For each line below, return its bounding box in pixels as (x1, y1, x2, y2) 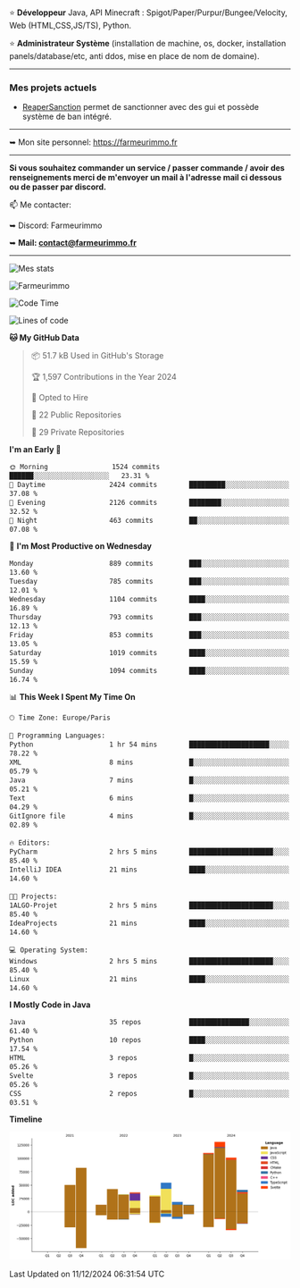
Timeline (9, 1114, 43, 1124)
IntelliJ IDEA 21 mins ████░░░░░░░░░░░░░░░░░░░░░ (9, 865, 290, 874)
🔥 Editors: (9, 838, 51, 847)
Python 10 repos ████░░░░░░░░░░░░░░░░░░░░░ (9, 1036, 290, 1045)
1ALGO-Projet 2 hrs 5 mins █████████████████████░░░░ (9, 901, 290, 910)
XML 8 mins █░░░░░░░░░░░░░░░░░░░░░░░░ (9, 758, 290, 767)
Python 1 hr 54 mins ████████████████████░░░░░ (9, 740, 290, 749)
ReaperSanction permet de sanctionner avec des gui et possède (21, 102, 260, 113)
